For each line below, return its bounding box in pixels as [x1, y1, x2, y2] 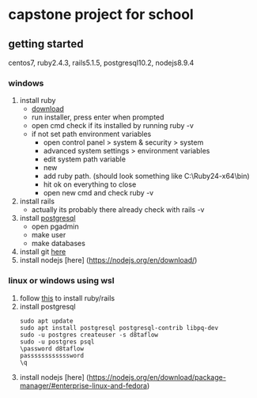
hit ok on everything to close [43, 180, 137, 189]
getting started [8, 37, 84, 51]
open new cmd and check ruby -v [43, 188, 154, 198]
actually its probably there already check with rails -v [31, 205, 205, 214]
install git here [19, 247, 66, 256]
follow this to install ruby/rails [19, 293, 115, 302]
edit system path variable [43, 154, 127, 164]
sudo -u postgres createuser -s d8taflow [19, 331, 158, 339]
